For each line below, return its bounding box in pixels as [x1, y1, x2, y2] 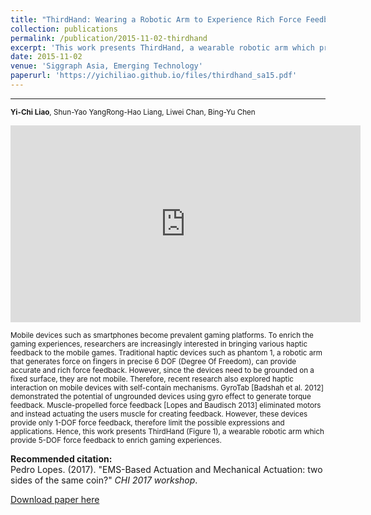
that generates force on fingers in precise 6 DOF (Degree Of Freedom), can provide [10, 356, 297, 366]
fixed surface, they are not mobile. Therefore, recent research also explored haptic [10, 374, 294, 384]
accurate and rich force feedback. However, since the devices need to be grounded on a [10, 365, 315, 375]
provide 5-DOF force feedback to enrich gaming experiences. [10, 435, 222, 445]
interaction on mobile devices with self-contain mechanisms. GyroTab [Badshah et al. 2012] [10, 382, 325, 393]
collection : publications [10, 24, 118, 34]
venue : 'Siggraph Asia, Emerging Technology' [10, 61, 203, 71]
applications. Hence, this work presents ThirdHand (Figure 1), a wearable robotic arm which [10, 426, 325, 436]
